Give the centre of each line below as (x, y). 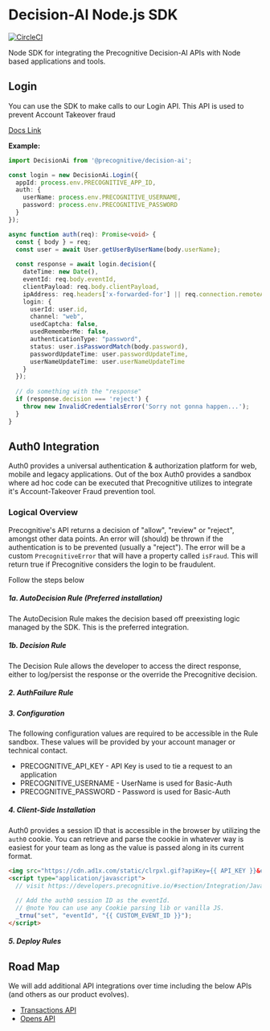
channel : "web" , (57, 317)
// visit (30, 886)
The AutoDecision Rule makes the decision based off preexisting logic (124, 618)
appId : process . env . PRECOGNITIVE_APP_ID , (86, 183)
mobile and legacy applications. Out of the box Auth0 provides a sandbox (130, 474)
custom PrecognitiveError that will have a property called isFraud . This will (133, 555)
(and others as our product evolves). (69, 995)
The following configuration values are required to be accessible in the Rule (133, 733)
